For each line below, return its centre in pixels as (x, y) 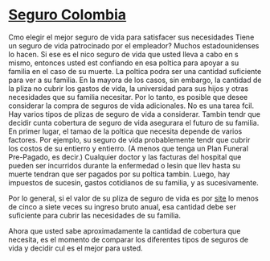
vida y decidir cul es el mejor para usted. (76, 248)
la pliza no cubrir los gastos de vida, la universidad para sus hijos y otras (129, 88)
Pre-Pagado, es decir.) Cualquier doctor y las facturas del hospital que (125, 157)
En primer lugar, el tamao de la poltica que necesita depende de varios (125, 131)
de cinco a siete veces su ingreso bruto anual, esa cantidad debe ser (123, 206)
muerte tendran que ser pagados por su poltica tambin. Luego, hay (119, 174)
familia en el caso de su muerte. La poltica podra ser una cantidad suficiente (135, 71)
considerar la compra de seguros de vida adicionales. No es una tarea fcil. (131, 106)
